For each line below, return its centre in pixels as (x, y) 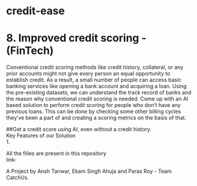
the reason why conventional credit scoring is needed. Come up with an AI (97, 99)
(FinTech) (30, 51)
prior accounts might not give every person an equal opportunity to (88, 74)
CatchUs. (18, 178)
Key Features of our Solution (41, 135)
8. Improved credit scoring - (76, 38)
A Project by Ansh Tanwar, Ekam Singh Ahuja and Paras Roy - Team (89, 171)
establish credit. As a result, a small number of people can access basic (94, 80)
